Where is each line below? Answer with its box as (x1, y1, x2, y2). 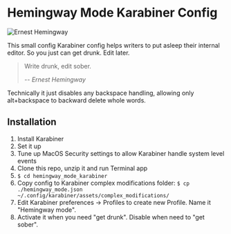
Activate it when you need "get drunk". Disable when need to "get (17, 213, 205, 221)
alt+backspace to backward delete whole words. (7, 96, 147, 105)
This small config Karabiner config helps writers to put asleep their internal (7, 41, 220, 49)
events (17, 156, 37, 165)
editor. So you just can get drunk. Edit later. (7, 48, 130, 57)
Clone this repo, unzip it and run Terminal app (17, 164, 148, 172)
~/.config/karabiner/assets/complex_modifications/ (17, 192, 169, 199)
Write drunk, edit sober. (24, 62, 92, 70)
